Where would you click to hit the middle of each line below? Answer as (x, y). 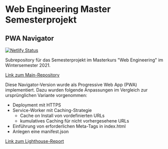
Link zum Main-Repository (32, 75)
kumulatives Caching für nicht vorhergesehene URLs (74, 121)
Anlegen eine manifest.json (41, 131)
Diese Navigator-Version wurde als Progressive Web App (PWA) (71, 84)
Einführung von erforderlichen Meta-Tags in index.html (69, 126)
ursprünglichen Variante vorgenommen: (46, 95)
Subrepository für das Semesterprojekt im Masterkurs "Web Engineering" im (84, 60)
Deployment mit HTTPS (37, 105)
